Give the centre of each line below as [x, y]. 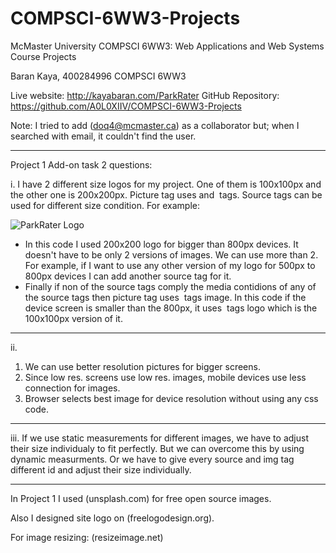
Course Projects [43, 56]
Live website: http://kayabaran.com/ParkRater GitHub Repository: [145, 95]
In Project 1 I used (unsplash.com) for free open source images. [141, 498]
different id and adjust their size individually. [101, 469]
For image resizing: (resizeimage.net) [87, 537]
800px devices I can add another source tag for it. [128, 276]
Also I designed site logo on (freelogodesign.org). [112, 518]
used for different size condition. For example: [105, 205]
